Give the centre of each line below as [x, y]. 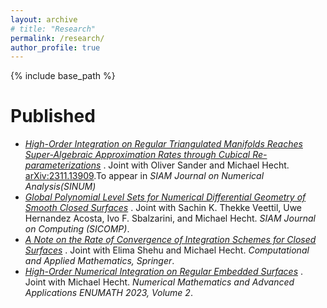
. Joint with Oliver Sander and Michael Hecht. [196, 165]
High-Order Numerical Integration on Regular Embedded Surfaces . [163, 272]
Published [53, 116]
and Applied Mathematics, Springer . [99, 261]
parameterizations [63, 165]
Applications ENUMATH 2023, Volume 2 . [108, 293]
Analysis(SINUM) [60, 187]
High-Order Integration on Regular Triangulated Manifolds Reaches [163, 144]
